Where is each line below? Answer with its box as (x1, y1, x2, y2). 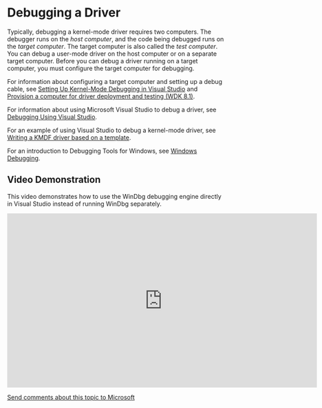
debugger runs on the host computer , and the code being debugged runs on (7, 34, 224, 43)
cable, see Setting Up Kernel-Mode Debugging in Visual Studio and (7, 85, 198, 93)
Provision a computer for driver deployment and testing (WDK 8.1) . (7, 92, 195, 100)
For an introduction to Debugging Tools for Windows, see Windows (7, 147, 197, 155)
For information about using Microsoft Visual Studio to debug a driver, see (7, 105, 217, 114)
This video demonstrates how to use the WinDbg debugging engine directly (7, 192, 222, 200)
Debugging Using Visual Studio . (7, 112, 98, 121)
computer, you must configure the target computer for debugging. (7, 64, 195, 72)
